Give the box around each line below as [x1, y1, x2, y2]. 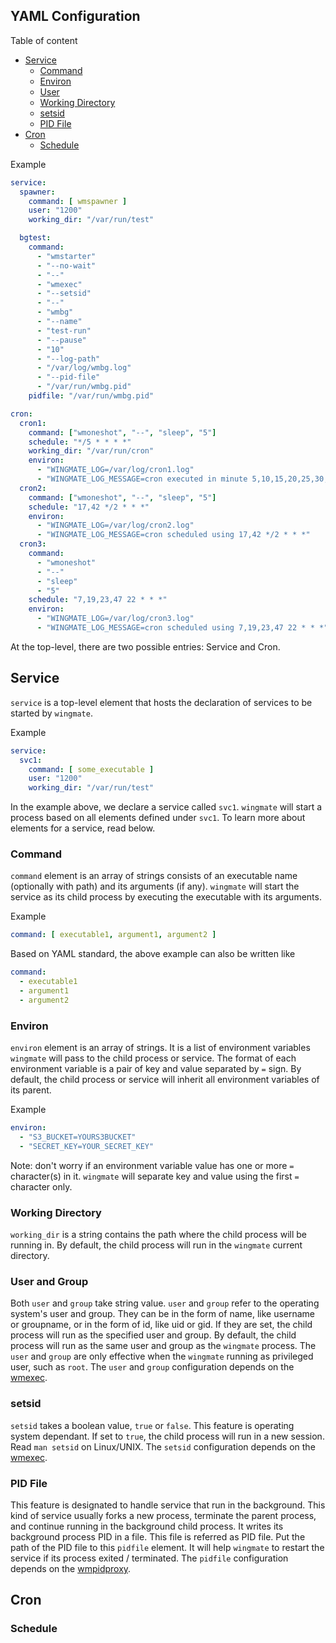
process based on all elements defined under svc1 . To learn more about [10, 812, 306, 824]
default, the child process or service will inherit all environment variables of [10, 1074, 320, 1086]
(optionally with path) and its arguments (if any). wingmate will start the [10, 880, 300, 893]
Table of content [10, 34, 78, 46]
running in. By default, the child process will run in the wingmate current [10, 1239, 303, 1251]
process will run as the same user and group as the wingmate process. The [10, 1340, 317, 1352]
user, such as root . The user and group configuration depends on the [10, 1361, 295, 1373]
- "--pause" [36, 335, 87, 345]
